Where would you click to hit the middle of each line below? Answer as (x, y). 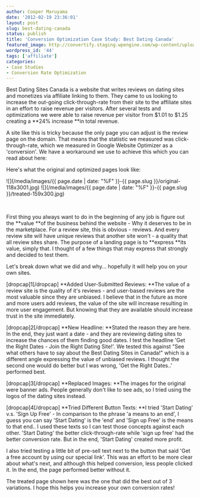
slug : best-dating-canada (38, 28)
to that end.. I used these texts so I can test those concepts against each (95, 427)
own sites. (19, 273)
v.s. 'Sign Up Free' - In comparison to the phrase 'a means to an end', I (93, 414)
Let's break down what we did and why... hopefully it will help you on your (97, 266)
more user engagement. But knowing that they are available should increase (99, 310)
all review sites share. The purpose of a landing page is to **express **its (96, 243)
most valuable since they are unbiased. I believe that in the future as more (97, 297)
